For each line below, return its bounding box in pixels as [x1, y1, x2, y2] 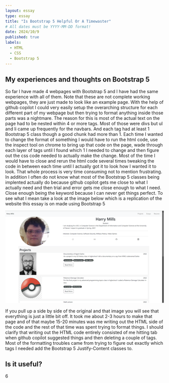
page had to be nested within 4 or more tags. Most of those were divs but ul [5, 121, 163, 127]
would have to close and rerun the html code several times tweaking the [5, 158, 154, 164]
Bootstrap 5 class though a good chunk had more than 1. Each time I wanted [5, 131, 163, 137]
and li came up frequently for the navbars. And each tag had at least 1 [5, 126, 150, 132]
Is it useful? [5, 360, 43, 368]
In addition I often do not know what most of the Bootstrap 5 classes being [5, 174, 160, 180]
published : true [5, 35, 39, 40]
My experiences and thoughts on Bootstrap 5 [5, 75, 150, 84]
